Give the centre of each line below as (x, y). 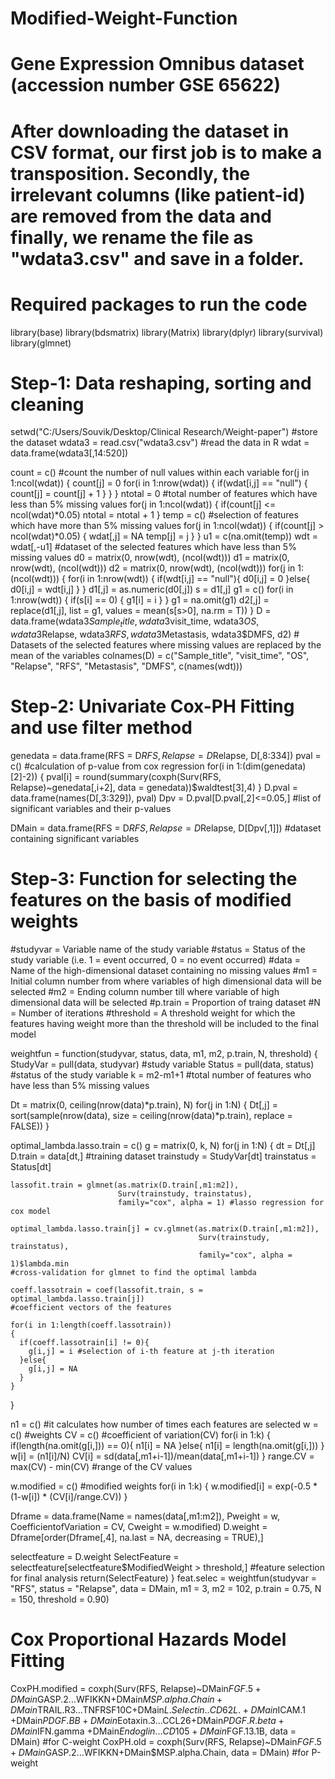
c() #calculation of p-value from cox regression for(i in (122, 766)
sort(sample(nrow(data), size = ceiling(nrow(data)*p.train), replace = (151, 1116)
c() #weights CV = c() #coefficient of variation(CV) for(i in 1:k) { (140, 1435)
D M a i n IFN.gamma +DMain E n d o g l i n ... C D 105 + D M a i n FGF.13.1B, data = (153, 1731)
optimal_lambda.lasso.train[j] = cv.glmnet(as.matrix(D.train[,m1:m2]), (165, 1229)
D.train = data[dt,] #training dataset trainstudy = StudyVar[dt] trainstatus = (163, 1156)
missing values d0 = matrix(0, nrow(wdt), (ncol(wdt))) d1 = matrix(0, (150, 558)
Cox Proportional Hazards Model (148, 1639)
